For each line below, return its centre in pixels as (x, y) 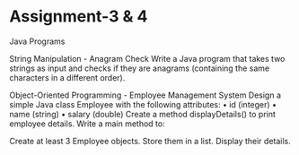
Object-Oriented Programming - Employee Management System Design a (145, 95)
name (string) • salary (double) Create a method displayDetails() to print (143, 114)
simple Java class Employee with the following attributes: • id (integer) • (143, 104)
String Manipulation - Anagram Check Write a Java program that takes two (147, 58)
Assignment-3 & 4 (79, 17)
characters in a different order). (67, 77)
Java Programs (37, 41)
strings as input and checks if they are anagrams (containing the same (140, 68)
